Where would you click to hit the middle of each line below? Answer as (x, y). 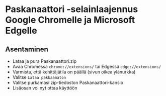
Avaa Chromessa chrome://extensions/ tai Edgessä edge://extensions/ (87, 67)
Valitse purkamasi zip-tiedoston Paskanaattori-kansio (68, 82)
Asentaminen (27, 49)
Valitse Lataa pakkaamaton (39, 77)
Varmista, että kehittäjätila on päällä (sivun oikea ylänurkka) (74, 72)
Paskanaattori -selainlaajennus (72, 9)
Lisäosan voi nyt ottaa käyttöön (45, 88)
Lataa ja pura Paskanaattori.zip (45, 61)
